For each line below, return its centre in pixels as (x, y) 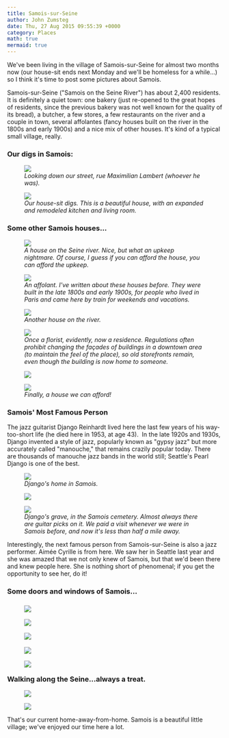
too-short (21, 434)
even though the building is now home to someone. (96, 361)
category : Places (32, 33)
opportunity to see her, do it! (47, 574)
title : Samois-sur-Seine (42, 13)
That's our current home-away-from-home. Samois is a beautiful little (105, 719)
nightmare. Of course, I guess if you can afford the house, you (112, 257)
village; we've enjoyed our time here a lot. (66, 726)
